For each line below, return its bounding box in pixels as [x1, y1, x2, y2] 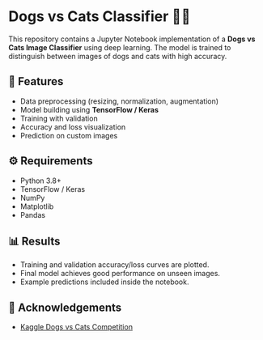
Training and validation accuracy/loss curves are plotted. [19, 260, 210, 270]
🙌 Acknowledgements [8, 300, 122, 314]
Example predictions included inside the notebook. [19, 277, 189, 287]
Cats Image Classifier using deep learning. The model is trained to [8, 42, 231, 52]
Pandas [19, 210, 46, 219]
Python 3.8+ [19, 176, 62, 185]
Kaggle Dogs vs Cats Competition [19, 322, 134, 332]
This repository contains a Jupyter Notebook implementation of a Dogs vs [8, 34, 256, 44]
